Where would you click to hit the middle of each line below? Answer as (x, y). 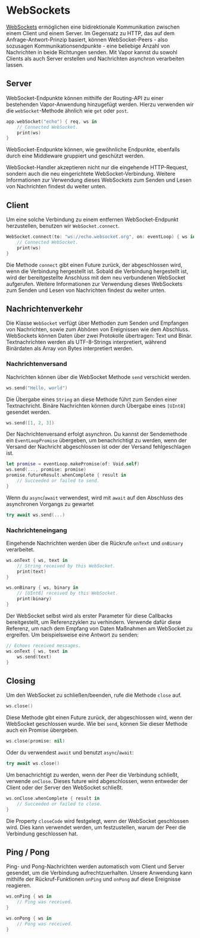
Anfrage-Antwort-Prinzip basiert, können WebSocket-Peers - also (87, 39)
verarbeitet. (20, 549)
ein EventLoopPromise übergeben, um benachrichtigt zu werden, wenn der (96, 440)
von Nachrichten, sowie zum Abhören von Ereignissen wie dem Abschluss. (98, 330)
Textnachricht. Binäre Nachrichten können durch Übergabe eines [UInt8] (96, 405)
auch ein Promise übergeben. (42, 730)
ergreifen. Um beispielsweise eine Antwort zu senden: (72, 635)
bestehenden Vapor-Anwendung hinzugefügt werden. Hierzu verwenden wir (100, 104)
